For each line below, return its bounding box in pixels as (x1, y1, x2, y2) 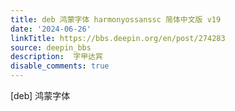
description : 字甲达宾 (10, 52, 103, 62)
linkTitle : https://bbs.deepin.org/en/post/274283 (10, 33, 226, 43)
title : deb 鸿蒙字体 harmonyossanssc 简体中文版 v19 (10, 14, 222, 25)
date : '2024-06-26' (10, 24, 92, 34)
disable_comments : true (10, 61, 110, 71)
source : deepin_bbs (10, 42, 92, 53)
